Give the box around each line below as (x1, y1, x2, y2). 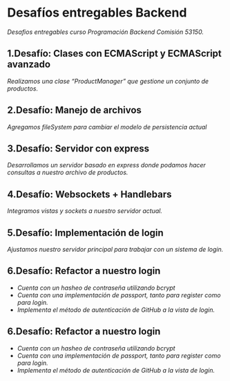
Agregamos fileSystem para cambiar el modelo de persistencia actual (7, 122, 207, 131)
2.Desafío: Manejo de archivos (7, 104, 142, 116)
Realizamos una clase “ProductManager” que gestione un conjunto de (7, 77, 209, 85)
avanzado (7, 59, 50, 71)
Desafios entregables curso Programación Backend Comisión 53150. (7, 28, 204, 36)
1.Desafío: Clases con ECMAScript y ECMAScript (7, 48, 222, 59)
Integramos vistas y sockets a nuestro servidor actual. (7, 207, 162, 215)
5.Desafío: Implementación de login (7, 227, 164, 239)
